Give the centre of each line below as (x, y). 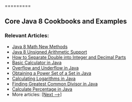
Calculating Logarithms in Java (44, 78)
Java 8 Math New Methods (40, 46)
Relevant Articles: (27, 35)
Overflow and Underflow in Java (45, 67)
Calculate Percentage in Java (42, 89)
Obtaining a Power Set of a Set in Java (51, 73)
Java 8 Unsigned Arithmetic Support (49, 52)
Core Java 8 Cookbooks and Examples (66, 21)
